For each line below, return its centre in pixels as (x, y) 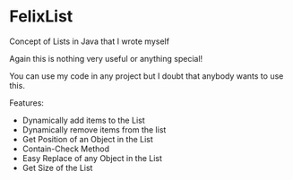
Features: (27, 103)
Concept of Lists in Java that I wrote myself (90, 41)
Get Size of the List (57, 167)
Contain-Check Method (66, 149)
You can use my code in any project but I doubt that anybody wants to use (146, 76)
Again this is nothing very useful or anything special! (106, 58)
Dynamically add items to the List (83, 120)
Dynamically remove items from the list (94, 129)
